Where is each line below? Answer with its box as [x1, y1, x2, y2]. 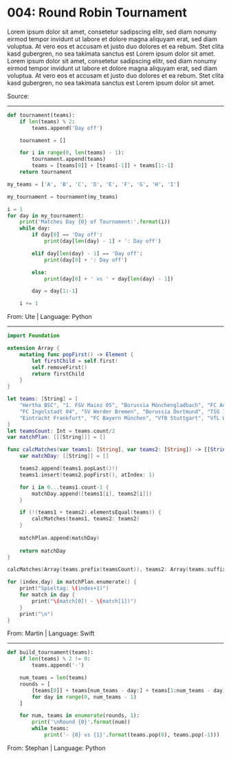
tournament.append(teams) [32, 156, 107, 163]
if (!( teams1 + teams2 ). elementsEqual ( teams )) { [19, 509, 162, 516]
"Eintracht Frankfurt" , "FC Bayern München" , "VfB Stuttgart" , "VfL [19, 415, 220, 421]
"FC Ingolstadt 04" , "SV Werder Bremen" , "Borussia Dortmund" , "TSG [19, 408, 220, 415]
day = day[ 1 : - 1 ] [32, 287, 78, 295]
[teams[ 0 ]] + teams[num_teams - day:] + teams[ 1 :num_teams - [32, 687, 211, 694]
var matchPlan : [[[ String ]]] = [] [7, 434, 107, 441]
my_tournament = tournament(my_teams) [7, 193, 118, 200]
